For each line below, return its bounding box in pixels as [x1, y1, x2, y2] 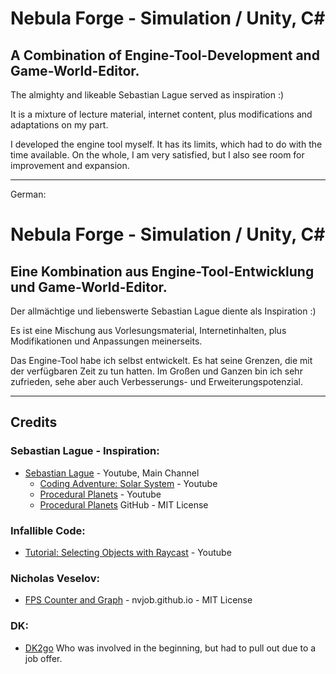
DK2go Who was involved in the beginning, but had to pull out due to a [24, 642, 317, 654]
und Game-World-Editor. [10, 278, 168, 296]
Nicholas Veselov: [10, 571, 101, 585]
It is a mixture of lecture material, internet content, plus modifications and [10, 108, 313, 120]
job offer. [24, 652, 63, 664]
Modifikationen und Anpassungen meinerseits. [10, 335, 203, 347]
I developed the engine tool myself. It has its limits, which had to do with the [10, 138, 323, 150]
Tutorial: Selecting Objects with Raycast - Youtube [24, 546, 232, 558]
